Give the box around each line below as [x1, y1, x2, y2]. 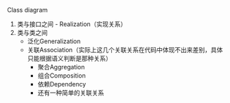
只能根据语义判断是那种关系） [27, 54, 112, 62]
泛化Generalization [27, 37, 81, 45]
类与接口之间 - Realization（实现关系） [16, 20, 127, 28]
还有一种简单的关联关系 [37, 89, 104, 97]
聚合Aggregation [37, 63, 85, 71]
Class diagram [7, 6, 48, 14]
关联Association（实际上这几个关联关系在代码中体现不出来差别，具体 [27, 46, 223, 54]
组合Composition [37, 71, 86, 80]
